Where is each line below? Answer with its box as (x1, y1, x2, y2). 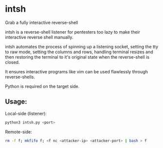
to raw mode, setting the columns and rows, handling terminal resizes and (5, 49, 153, 55)
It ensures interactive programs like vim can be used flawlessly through (5, 68, 148, 74)
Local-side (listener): (5, 110, 47, 116)
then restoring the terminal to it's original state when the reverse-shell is (5, 54, 150, 60)
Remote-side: (5, 128, 33, 135)
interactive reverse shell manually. (5, 34, 73, 40)
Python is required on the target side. (5, 83, 80, 89)
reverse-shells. (5, 74, 35, 80)
